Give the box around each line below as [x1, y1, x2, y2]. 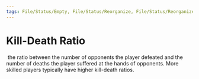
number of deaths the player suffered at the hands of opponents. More [6, 60, 179, 67]
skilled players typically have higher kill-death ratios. [6, 66, 134, 73]
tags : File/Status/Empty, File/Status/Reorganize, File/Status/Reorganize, [6, 8, 197, 15]
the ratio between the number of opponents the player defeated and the [7, 54, 184, 61]
